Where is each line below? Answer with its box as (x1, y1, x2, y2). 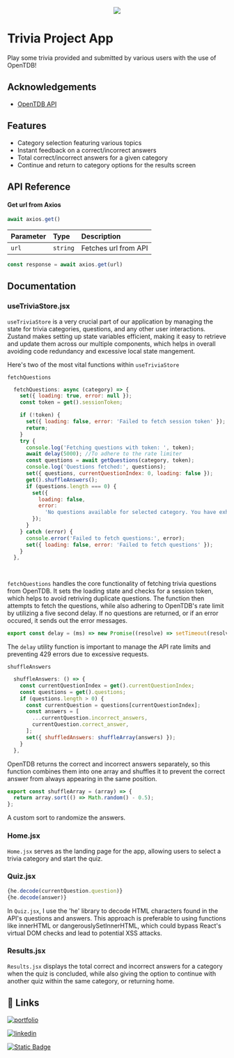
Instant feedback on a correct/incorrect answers (17, 146, 157, 154)
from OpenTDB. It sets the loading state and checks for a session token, (7, 587, 214, 596)
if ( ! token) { (19, 411, 61, 418)
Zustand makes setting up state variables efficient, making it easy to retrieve (7, 332, 226, 340)
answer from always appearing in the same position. (7, 774, 157, 783)
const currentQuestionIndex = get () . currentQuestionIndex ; (19, 682, 195, 689)
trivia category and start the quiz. (7, 854, 103, 863)
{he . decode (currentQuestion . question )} (7, 887, 123, 894)
